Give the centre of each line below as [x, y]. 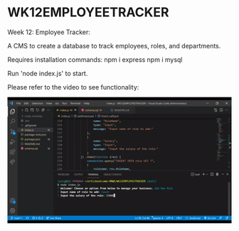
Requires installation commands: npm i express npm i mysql [95, 59]
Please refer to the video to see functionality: [73, 87]
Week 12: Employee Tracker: [49, 32]
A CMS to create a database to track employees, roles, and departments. [114, 45]
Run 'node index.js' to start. [48, 73]
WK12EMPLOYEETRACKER [88, 12]
